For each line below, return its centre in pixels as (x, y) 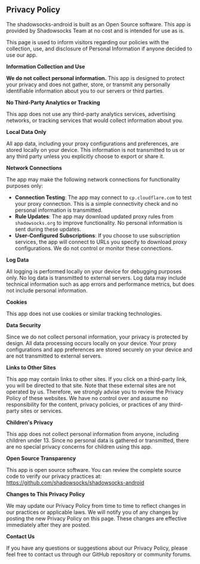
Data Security (24, 325)
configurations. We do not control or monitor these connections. (94, 248)
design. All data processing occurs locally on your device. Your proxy (91, 343)
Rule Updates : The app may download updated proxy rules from (94, 216)
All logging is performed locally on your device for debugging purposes (94, 271)
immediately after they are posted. (48, 525)
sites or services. (41, 411)
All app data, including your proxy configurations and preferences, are (93, 144)
